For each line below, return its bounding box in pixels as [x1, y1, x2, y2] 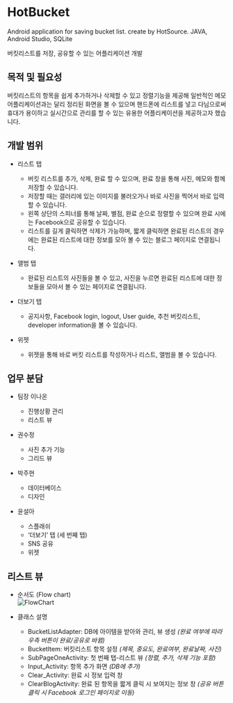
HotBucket [7, 4, 70, 20]
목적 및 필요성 [7, 71, 63, 84]
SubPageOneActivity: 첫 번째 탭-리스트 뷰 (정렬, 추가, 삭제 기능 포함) [27, 654, 216, 662]
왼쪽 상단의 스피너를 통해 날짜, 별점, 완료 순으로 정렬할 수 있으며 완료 [27, 209, 214, 217]
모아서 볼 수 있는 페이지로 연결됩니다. [46, 282, 147, 291]
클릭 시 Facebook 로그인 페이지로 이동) [27, 688, 135, 697]
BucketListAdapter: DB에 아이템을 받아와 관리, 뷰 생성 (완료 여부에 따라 [27, 628, 223, 636]
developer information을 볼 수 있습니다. [27, 320, 138, 329]
